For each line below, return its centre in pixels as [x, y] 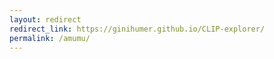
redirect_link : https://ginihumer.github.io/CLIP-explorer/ [137, 29]
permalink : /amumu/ [50, 38]
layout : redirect [45, 19]
